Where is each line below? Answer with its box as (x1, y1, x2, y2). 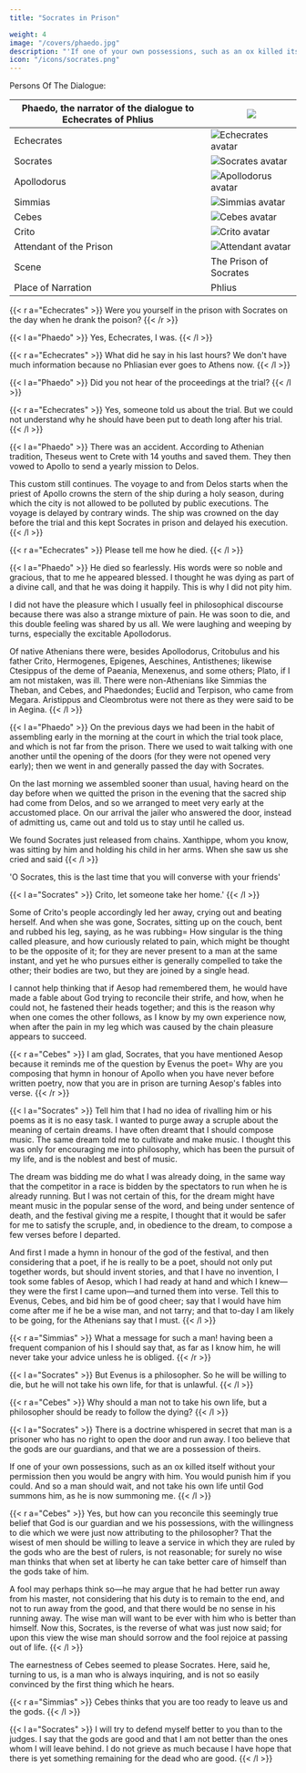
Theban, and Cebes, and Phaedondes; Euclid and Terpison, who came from (9, 685, 294, 696)
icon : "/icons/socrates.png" (9, 56, 120, 65)
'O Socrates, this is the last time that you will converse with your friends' (9, 871, 280, 882)
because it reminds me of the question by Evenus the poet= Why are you (9, 1058, 284, 1069)
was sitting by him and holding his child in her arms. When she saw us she (9, 844, 289, 855)
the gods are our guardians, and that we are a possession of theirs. (9, 1444, 261, 1455)
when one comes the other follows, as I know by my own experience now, (9, 1012, 287, 1023)
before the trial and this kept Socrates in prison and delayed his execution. (9, 517, 289, 529)
